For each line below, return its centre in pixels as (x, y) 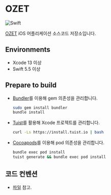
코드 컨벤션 (22, 174)
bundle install (29, 112)
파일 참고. (22, 187)
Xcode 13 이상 (27, 62)
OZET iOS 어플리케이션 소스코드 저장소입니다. (51, 33)
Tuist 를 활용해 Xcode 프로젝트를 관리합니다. (56, 123)
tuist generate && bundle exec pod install (59, 157)
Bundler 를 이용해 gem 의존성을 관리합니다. (55, 98)
